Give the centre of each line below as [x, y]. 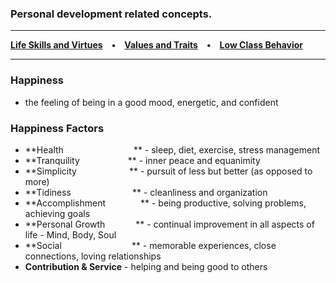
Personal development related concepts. [111, 14]
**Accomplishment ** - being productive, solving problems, [165, 203]
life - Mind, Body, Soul [70, 234]
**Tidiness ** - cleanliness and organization [146, 192]
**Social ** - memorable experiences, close [150, 245]
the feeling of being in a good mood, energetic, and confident [151, 102]
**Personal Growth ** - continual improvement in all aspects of [169, 224]
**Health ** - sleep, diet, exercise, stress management [172, 149]
